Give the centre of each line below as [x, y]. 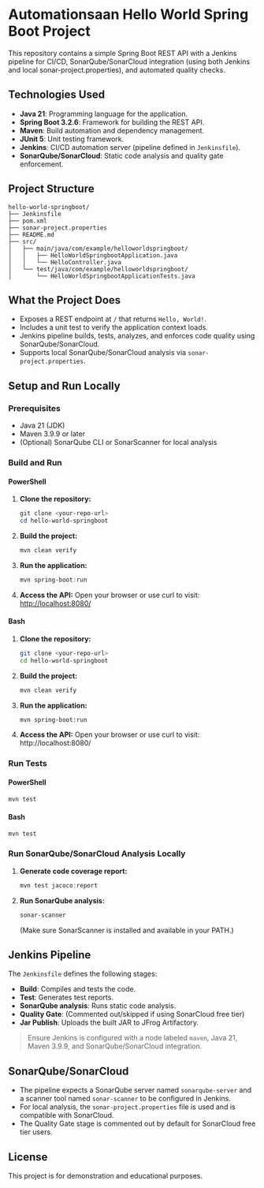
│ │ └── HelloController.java [65, 262]
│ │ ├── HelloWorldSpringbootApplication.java [93, 255]
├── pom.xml [28, 221]
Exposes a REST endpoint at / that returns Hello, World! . [113, 319]
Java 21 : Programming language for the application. [103, 114]
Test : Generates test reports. [67, 997]
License [28, 1157]
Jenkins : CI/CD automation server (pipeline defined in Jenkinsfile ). [130, 147]
